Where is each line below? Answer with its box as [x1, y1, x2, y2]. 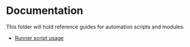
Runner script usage [14, 34, 64, 41]
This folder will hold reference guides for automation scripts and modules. [6, 23, 185, 30]
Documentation [6, 4, 84, 17]
